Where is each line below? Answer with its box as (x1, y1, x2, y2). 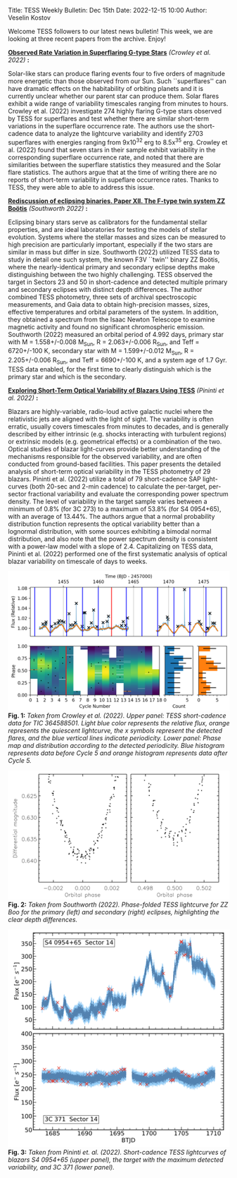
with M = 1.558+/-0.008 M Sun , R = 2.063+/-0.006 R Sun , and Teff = (8, 338, 200, 348)
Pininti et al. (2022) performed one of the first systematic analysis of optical (8, 550, 228, 558)
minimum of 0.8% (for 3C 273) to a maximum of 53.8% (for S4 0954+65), (8, 505, 222, 513)
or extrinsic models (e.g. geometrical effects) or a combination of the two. (8, 437, 222, 446)
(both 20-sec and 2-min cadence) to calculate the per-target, (29, 482, 207, 491)
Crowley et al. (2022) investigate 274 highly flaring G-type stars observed (8, 107, 222, 115)
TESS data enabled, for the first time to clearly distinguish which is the (8, 365, 212, 374)
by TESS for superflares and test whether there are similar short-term (8, 114, 210, 123)
